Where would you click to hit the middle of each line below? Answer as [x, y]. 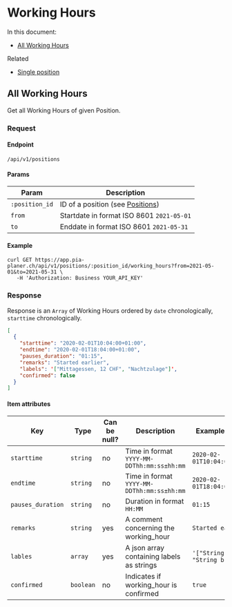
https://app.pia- [60, 260]
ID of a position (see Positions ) [110, 204]
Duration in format [155, 501]
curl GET [20, 260]
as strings [141, 565]
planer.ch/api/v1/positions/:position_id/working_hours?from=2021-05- [111, 266]
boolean [83, 585]
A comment [144, 519]
